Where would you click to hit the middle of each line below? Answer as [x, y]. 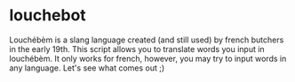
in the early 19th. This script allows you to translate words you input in [137, 48]
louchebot [48, 15]
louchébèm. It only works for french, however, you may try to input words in [148, 58]
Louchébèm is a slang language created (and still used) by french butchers [147, 40]
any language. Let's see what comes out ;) [87, 68]
